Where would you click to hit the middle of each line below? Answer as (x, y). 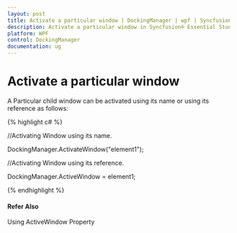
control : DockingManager (44, 40)
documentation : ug (34, 46)
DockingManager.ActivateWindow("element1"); (76, 149)
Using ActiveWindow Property (51, 222)
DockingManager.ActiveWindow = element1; (72, 176)
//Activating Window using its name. (60, 135)
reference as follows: (38, 108)
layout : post (26, 14)
